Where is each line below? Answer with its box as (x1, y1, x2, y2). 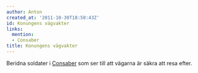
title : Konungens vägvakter (6, 43, 78, 49)
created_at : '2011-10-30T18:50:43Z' (6, 15, 100, 21)
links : (6, 26, 23, 32)
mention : (12, 32, 34, 38)
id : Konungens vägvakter (6, 20, 70, 26)
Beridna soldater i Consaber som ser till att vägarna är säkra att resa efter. (6, 59, 193, 67)
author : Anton (6, 9, 43, 15)
